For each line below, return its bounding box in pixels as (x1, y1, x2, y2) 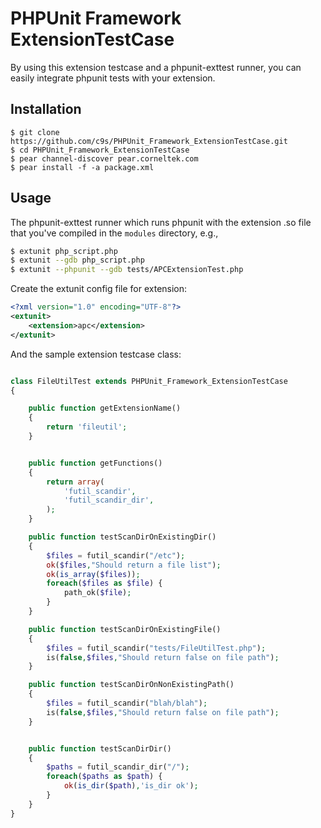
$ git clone (10, 127, 60, 137)
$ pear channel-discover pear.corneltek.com (10, 153, 199, 164)
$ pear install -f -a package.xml (10, 162, 155, 172)
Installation (10, 101, 82, 118)
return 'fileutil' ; (46, 422, 128, 432)
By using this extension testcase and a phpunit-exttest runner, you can (10, 61, 302, 73)
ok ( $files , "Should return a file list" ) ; (46, 560, 222, 570)
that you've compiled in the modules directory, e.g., (10, 227, 219, 239)
